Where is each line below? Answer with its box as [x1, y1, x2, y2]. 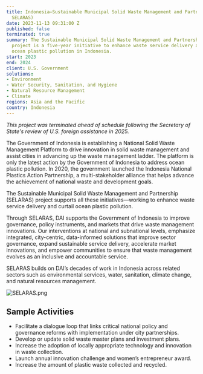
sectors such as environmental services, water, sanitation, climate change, [6, 271, 192, 278]
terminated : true [6, 31, 50, 38]
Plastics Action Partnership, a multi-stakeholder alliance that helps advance [6, 171, 195, 179]
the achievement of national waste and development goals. [6, 178, 153, 185]
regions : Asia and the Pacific [6, 99, 85, 105]
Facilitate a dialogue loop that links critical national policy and [14, 323, 168, 330]
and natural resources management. [6, 277, 97, 284]
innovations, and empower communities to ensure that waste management [6, 246, 192, 254]
